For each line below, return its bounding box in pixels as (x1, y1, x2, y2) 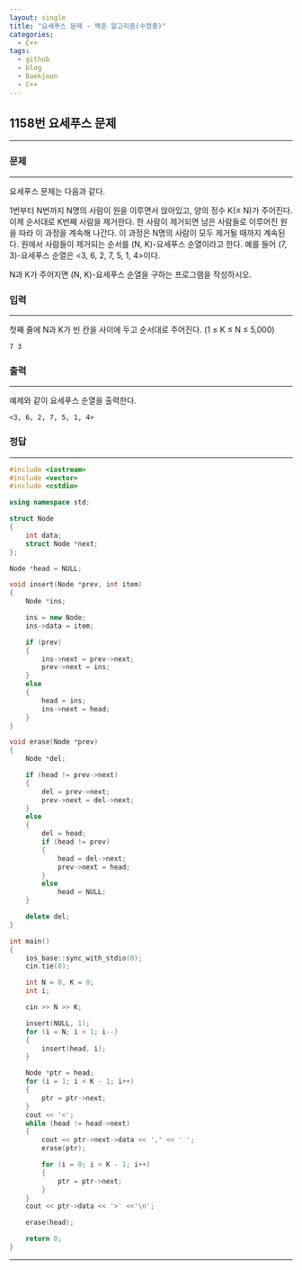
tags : (9, 47, 30, 56)
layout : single (9, 13, 67, 22)
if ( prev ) (25, 638, 63, 647)
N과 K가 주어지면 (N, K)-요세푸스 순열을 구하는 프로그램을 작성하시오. (9, 269, 253, 280)
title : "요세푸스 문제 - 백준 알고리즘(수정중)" (9, 22, 166, 31)
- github (17, 55, 50, 64)
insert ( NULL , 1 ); (25, 1018, 91, 1028)
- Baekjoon (17, 72, 58, 81)
